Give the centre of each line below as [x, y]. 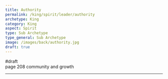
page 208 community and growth [39, 66]
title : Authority [23, 10]
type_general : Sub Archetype [35, 38]
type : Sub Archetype [27, 33]
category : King [21, 24]
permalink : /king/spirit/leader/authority [50, 14]
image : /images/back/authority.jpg [42, 42]
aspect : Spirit [21, 28]
